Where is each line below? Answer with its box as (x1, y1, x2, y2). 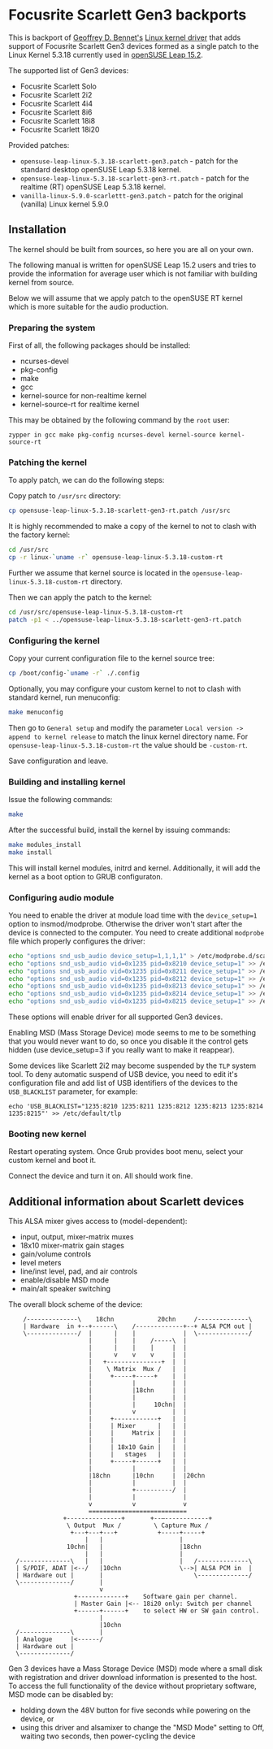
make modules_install (8, 840, 82, 848)
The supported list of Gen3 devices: (8, 65, 129, 75)
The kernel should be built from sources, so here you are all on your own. (8, 244, 253, 254)
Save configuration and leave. (8, 756, 108, 766)
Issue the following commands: (8, 795, 113, 805)
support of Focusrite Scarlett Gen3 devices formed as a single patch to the (8, 41, 259, 50)
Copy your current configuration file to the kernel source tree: (8, 653, 215, 663)
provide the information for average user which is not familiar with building (8, 268, 258, 278)
